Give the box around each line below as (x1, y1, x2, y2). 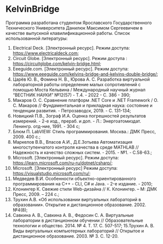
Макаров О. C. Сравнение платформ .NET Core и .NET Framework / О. (12, 97, 159, 103)
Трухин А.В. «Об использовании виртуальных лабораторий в (12, 196, 141, 202)
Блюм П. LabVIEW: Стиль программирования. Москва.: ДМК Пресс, (12, 128, 156, 134)
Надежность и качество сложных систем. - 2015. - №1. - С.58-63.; (12, 149, 152, 155)
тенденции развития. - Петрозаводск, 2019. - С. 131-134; (12, 107, 132, 114)
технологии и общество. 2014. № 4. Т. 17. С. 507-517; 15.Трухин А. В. (12, 222, 155, 228)
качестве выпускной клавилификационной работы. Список (5, 30, 131, 36)
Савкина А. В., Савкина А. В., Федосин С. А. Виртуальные (12, 212, 134, 218)
